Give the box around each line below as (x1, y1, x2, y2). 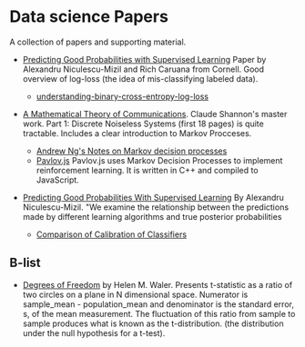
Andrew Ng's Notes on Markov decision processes (36, 145, 228, 156)
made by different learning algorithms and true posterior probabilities (22, 211, 282, 222)
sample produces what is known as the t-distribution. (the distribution (22, 318, 284, 329)
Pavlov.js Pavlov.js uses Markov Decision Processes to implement (36, 154, 283, 165)
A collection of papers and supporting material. (9, 36, 187, 47)
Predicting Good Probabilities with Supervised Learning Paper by (22, 54, 267, 64)
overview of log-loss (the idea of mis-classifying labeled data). (22, 73, 259, 84)
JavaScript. (36, 174, 79, 185)
